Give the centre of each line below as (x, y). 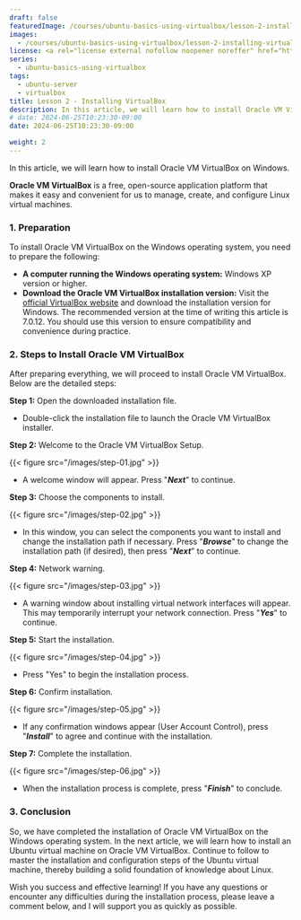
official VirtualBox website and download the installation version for (146, 302)
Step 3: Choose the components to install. (87, 497)
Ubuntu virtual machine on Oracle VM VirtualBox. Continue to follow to (139, 850)
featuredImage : (38, 26)
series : (24, 59)
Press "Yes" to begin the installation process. (106, 675)
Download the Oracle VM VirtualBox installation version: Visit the (146, 294)
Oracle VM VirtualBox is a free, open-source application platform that (139, 185)
